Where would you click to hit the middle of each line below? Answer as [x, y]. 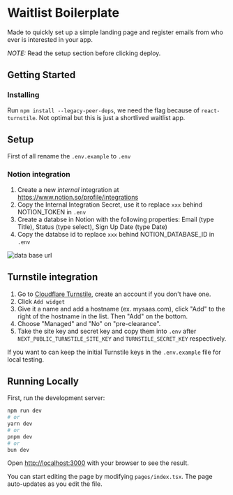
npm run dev [24, 411]
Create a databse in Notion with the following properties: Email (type [115, 219]
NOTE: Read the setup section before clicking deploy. [84, 53]
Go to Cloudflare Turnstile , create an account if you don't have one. [114, 294]
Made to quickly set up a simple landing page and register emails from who [115, 32]
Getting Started [42, 75]
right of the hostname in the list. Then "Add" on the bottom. [103, 316]
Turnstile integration [53, 277]
